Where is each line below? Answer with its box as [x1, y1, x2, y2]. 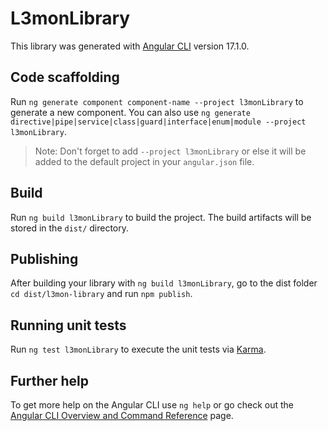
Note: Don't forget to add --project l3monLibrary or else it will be [34, 145, 307, 157]
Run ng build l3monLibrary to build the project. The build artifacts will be [10, 211, 312, 223]
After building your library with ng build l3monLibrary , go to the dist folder [10, 277, 318, 289]
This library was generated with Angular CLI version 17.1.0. [10, 40, 250, 52]
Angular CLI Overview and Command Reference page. [10, 410, 234, 421]
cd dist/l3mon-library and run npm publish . [10, 288, 193, 300]
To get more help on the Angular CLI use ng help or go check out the [10, 399, 294, 411]
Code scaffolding [10, 69, 120, 86]
